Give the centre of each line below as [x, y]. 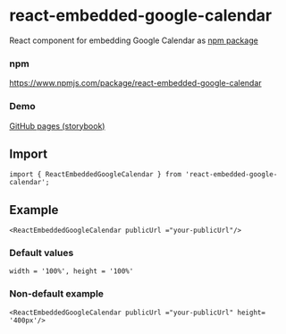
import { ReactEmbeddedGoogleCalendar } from [95, 175]
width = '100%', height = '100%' [71, 271]
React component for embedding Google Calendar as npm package [134, 40]
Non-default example [57, 294]
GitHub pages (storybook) [57, 125]
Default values [42, 253]
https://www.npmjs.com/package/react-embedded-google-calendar [135, 83]
